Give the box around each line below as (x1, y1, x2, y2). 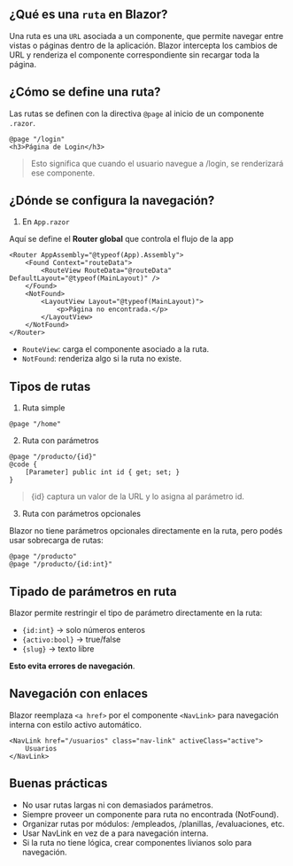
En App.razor (21, 216, 70, 227)
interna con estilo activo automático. (9, 719, 142, 729)
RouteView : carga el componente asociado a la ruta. (21, 344, 210, 355)
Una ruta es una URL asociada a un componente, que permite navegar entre (9, 30, 284, 41)
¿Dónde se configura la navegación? (9, 193, 215, 208)
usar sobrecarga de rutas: (9, 535, 104, 546)
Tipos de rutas (9, 378, 91, 394)
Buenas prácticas (9, 776, 108, 792)
